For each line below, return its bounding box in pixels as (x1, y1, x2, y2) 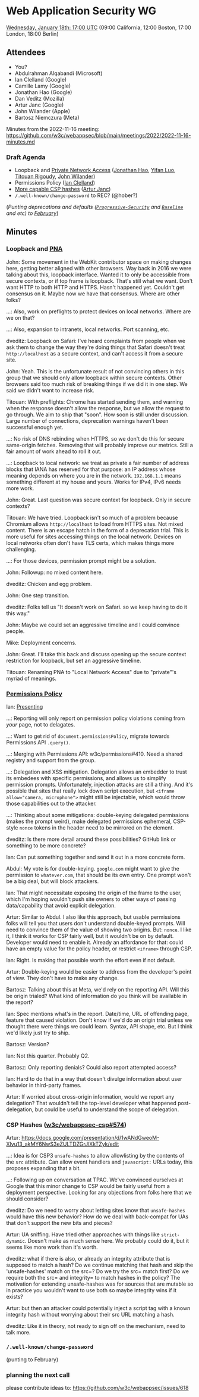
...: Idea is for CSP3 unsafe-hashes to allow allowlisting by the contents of (6, 1152, 185, 1159)
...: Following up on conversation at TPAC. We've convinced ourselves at (6, 1176, 184, 1183)
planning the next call (6, 1371, 70, 1379)
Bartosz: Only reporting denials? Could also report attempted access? (6, 1064, 177, 1071)
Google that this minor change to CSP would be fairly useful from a (6, 1183, 170, 1190)
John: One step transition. (6, 591, 70, 599)
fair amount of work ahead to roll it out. (6, 448, 102, 455)
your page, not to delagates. (6, 721, 75, 728)
